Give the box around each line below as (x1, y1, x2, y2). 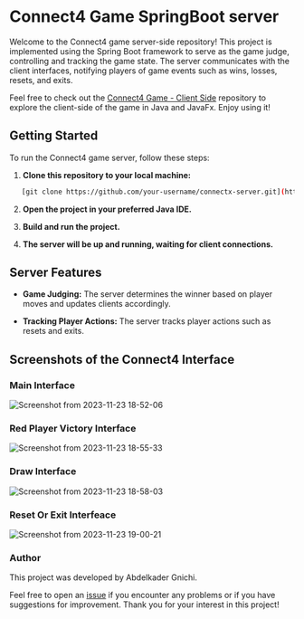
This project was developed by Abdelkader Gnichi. (9, 572, 197, 583)
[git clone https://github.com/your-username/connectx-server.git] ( (21, 187, 285, 196)
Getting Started (9, 129, 99, 144)
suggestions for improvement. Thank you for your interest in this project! (9, 599, 280, 610)
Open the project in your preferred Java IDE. (22, 204, 192, 214)
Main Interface (9, 378, 75, 391)
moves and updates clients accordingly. (22, 299, 171, 309)
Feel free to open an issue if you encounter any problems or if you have (9, 590, 276, 601)
